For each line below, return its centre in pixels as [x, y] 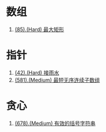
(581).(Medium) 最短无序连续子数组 [57, 80]
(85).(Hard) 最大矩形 [39, 29]
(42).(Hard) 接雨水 [37, 72]
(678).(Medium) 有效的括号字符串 [55, 123]
